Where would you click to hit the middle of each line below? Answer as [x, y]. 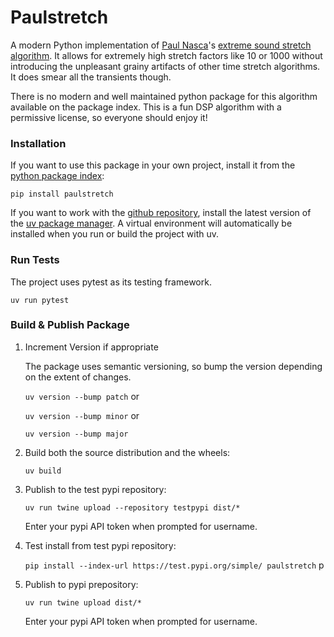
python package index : [57, 176]
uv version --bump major [76, 434]
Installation [38, 143]
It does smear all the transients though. [91, 77]
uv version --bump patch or [82, 396]
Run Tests [35, 260]
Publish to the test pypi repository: [95, 489]
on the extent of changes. [78, 377]
